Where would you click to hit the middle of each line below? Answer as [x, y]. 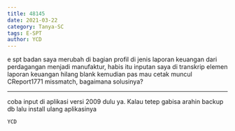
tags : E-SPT [24, 33]
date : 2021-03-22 [33, 20]
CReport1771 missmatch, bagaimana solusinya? [75, 82]
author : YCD [24, 40]
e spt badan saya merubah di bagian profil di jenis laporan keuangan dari [112, 59]
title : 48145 [26, 14]
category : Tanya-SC [36, 26]
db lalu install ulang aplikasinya [52, 109]
